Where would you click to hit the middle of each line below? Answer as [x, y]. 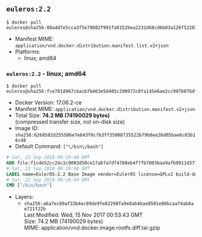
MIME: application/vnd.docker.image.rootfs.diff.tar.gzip [92, 228]
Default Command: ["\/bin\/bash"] [59, 147]
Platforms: [28, 51]
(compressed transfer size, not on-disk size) [70, 122]
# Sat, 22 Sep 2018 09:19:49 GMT [48, 180]
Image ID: [27, 128]
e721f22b [35, 209]
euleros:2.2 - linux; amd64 [46, 74]
